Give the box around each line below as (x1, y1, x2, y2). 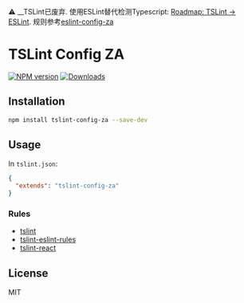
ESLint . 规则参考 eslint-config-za (8, 17, 114, 26)
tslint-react (19, 243, 57, 253)
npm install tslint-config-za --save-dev (8, 116, 148, 124)
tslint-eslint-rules (19, 234, 77, 245)
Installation (8, 95, 65, 108)
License (8, 266, 49, 280)
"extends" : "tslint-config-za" (15, 182, 120, 190)
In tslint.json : (8, 159, 58, 169)
